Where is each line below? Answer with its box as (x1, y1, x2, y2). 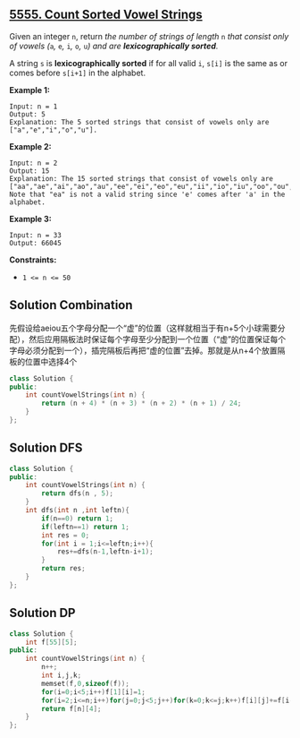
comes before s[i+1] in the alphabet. (9, 67, 146, 78)
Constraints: (9, 254, 57, 265)
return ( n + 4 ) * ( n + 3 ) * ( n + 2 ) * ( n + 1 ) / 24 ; (41, 399, 242, 408)
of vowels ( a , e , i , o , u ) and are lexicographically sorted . (9, 40, 219, 51)
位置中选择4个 (24, 356, 78, 366)
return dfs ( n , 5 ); (41, 489, 114, 498)
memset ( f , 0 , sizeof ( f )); (41, 679, 129, 688)
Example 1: (9, 84, 51, 95)
